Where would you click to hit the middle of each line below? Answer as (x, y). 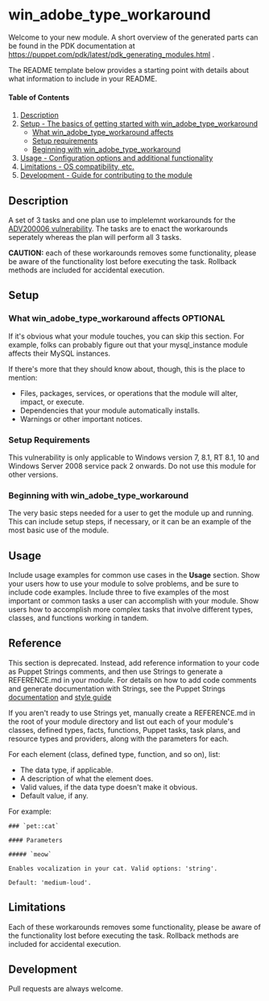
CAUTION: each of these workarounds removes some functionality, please (132, 253)
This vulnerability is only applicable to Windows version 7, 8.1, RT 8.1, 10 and (134, 457)
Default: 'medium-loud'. (50, 882)
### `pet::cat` (34, 826)
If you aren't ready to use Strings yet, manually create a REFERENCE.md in (132, 713)
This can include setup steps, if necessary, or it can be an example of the (130, 522)
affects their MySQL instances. (60, 353)
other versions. (33, 474)
